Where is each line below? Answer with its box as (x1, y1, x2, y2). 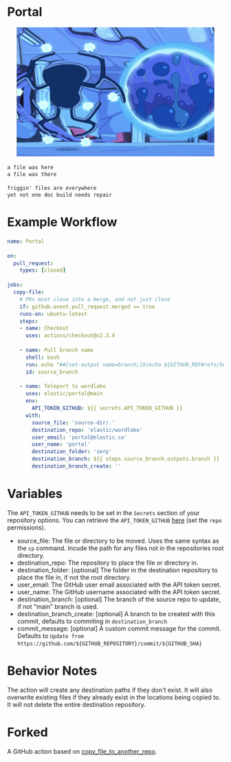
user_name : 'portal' (32, 441, 91, 448)
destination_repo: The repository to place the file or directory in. (16, 558, 199, 567)
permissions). (7, 523, 46, 532)
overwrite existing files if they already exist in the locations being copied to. (7, 693, 221, 701)
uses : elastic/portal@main (25, 390, 103, 398)
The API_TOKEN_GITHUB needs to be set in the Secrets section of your (7, 508, 200, 516)
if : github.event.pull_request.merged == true (19, 303, 155, 310)
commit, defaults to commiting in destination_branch (16, 617, 168, 625)
